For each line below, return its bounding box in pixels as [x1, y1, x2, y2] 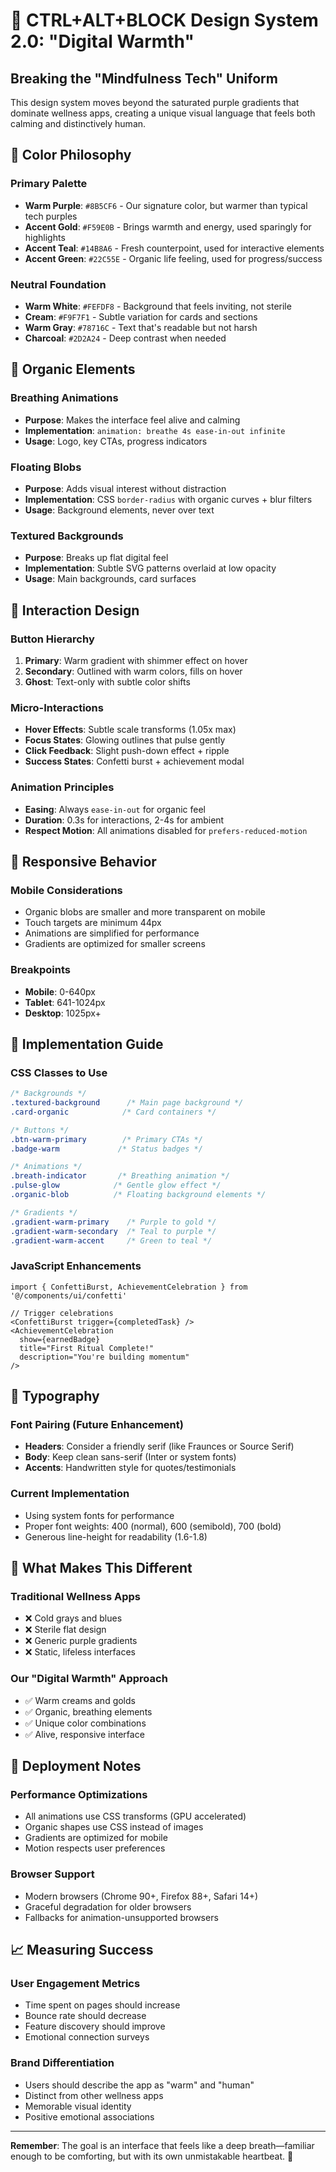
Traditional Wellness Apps [10, 1590, 142, 1604]
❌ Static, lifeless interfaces [24, 1646, 136, 1658]
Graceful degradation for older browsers [24, 1900, 192, 1913]
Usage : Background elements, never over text [24, 504, 215, 516]
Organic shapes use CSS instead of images [24, 1821, 204, 1833]
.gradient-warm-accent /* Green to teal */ [10, 1235, 213, 1246]
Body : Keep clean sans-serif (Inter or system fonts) [24, 1451, 237, 1463]
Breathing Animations [10, 391, 119, 405]
